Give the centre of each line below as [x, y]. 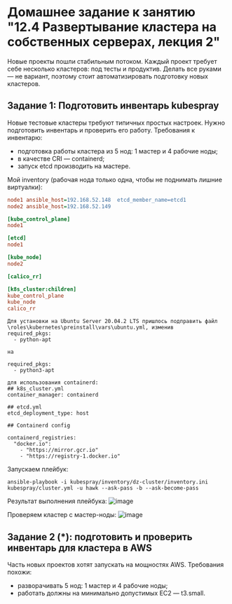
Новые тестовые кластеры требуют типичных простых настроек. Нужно [116, 123]
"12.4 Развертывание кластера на [112, 27]
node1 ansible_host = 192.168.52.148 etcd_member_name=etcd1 [97, 200]
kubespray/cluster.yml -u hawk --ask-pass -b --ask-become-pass [103, 488]
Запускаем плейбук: [38, 469]
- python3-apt [34, 371]
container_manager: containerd [53, 395]
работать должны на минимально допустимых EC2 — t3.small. [111, 593]
